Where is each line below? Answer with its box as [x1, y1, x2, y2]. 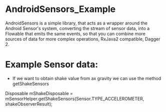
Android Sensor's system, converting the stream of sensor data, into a [5, 25, 150, 31]
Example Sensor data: [5, 59, 98, 70]
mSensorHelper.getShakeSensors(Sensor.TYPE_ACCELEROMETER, [5, 95, 144, 101]
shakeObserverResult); [5, 101, 52, 107]
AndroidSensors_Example [5, 3, 116, 15]
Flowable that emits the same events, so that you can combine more [5, 30, 146, 36]
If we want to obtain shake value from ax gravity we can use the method [12, 75, 161, 81]
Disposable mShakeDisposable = [5, 90, 73, 96]
